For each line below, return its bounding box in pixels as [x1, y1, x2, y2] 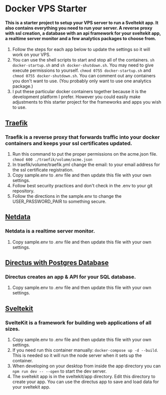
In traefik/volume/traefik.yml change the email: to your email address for [12, 162, 160, 168]
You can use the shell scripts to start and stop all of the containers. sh [12, 57, 155, 63]
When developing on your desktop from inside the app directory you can [12, 363, 161, 369]
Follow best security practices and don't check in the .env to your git [12, 183, 153, 189]
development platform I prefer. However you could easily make [12, 94, 141, 100]
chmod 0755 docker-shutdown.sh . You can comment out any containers [12, 73, 156, 79]
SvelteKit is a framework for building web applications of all [5, 319, 152, 326]
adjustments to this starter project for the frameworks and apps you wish [12, 99, 162, 105]
